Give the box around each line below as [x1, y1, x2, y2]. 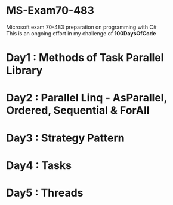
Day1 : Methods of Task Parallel [6, 51, 164, 65]
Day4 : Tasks [6, 158, 72, 172]
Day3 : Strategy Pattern [6, 131, 125, 144]
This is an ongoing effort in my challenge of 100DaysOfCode [6, 29, 156, 37]
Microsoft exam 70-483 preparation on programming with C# [6, 23, 157, 31]
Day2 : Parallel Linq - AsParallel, [6, 91, 167, 105]
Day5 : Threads [6, 186, 84, 200]
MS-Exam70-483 [6, 4, 94, 17]
